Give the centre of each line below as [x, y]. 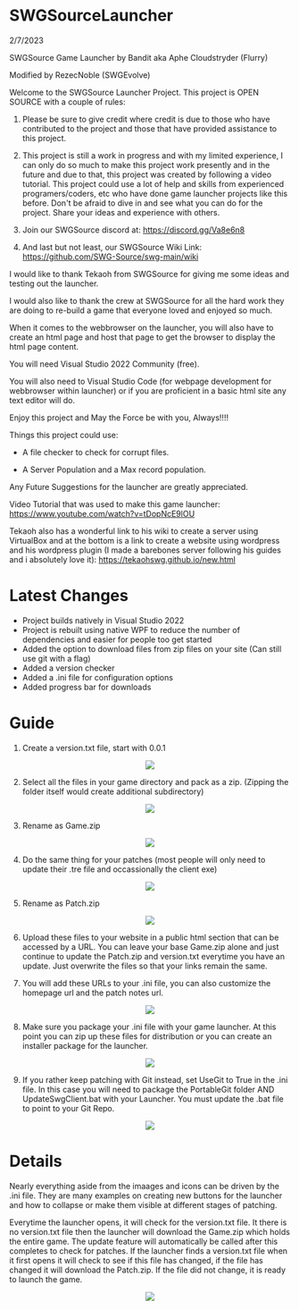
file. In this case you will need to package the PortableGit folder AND [148, 1089]
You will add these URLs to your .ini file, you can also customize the [146, 983]
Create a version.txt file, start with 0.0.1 [94, 748]
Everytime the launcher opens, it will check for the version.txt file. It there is [148, 1222]
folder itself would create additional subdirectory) [113, 791]
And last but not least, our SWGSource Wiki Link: [112, 247]
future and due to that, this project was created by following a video [147, 174]
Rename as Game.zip [61, 825]
